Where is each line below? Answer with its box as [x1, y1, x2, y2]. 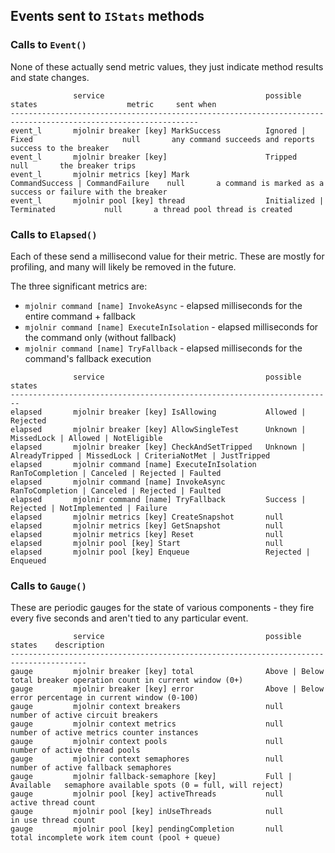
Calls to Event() [10, 38, 87, 52]
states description [10, 640, 105, 651]
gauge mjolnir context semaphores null [10, 754, 284, 764]
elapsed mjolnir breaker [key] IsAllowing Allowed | [10, 407, 307, 417]
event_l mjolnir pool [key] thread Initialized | [10, 195, 325, 206]
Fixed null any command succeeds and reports [10, 134, 315, 144]
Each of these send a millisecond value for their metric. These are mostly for [10, 250, 325, 262]
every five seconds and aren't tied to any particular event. [10, 612, 249, 624]
